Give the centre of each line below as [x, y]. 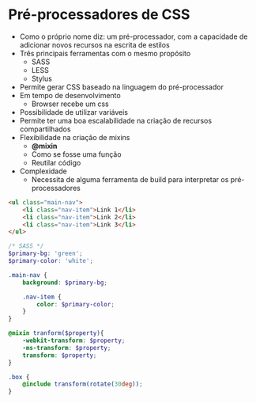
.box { [19, 377]
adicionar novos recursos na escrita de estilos [94, 44]
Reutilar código [56, 162]
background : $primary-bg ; [65, 283]
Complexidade [43, 171]
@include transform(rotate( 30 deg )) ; [83, 384]
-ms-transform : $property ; [67, 348]
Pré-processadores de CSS [99, 15]
